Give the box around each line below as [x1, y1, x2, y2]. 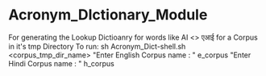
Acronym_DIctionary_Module [8, 6, 208, 24]
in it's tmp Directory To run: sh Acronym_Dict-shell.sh [8, 41, 186, 51]
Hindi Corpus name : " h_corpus [8, 58, 114, 68]
